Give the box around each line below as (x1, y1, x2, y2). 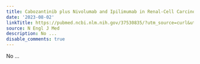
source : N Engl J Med (6, 25, 60, 31)
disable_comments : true (6, 36, 65, 42)
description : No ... (6, 31, 58, 37)
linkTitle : (6, 20, 33, 25)
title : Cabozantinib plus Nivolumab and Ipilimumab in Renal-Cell (6, 8, 174, 15)
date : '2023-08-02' (6, 14, 55, 20)
